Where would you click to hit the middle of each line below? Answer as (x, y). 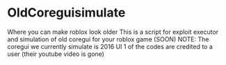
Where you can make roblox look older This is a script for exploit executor (113, 32)
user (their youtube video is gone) (56, 54)
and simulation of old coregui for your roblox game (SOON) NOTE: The (108, 39)
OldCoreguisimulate (66, 13)
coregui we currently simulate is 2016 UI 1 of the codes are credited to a (110, 46)
